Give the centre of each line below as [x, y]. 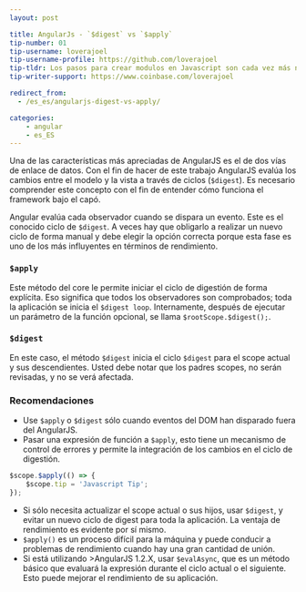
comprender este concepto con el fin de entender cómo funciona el [137, 190]
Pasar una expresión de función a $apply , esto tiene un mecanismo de [154, 440]
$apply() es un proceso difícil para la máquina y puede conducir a [147, 539]
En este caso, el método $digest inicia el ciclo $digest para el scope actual [150, 357]
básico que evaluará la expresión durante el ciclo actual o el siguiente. [154, 568]
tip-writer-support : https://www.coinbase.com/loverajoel [122, 77]
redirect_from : [38, 93]
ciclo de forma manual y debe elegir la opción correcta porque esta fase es [150, 237]
